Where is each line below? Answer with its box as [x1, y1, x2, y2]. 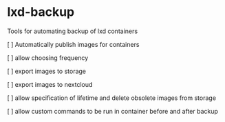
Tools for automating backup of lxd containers [7, 27, 138, 35]
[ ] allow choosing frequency [7, 53, 89, 62]
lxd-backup [7, 4, 74, 20]
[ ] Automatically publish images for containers [7, 40, 140, 48]
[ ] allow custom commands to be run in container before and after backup [7, 107, 219, 115]
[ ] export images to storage [7, 67, 87, 75]
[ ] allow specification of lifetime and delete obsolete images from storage [7, 94, 217, 102]
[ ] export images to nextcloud [7, 80, 93, 88]
